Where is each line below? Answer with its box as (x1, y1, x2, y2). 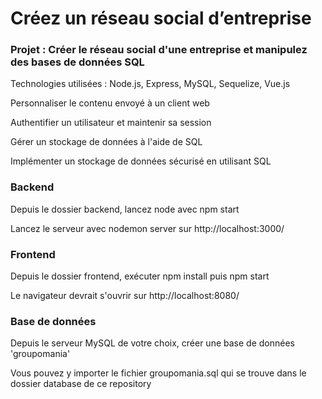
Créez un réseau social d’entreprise (10, 7, 312, 30)
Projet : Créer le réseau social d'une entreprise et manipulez (10, 43, 308, 57)
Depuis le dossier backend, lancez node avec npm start (10, 203, 240, 215)
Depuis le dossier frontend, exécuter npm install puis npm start (10, 270, 270, 282)
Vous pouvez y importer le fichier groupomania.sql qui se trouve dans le (10, 367, 307, 379)
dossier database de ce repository (10, 378, 152, 390)
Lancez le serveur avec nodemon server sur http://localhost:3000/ (10, 222, 285, 234)
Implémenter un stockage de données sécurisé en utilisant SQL (10, 155, 272, 167)
